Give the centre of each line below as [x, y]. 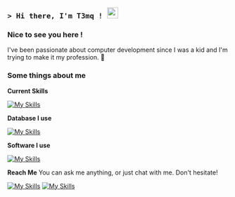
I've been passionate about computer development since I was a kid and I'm [118, 50]
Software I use [29, 145]
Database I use [30, 118]
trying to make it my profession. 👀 [56, 57]
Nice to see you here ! [45, 34]
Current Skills [28, 90]
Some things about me [47, 76]
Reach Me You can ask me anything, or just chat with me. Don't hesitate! [113, 172]
